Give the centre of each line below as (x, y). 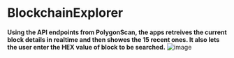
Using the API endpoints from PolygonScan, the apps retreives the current (117, 32)
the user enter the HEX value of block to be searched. (86, 47)
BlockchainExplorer (65, 13)
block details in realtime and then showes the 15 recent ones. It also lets (114, 39)
